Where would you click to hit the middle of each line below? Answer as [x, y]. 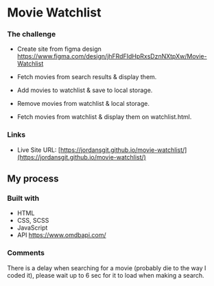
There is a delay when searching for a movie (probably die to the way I [107, 268]
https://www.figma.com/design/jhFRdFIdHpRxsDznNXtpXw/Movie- [112, 56]
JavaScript [32, 228]
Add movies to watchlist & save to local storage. [85, 90]
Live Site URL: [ [39, 150]
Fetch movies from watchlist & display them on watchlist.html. [104, 117]
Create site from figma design [59, 49]
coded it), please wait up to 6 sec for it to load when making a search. [106, 275]
